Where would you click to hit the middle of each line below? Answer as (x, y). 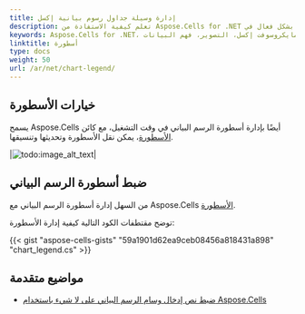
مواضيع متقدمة (46, 278)
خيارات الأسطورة (53, 105)
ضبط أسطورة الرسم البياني (78, 183)
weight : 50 (30, 60)
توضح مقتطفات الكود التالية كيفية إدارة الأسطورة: (92, 222)
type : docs (30, 52)
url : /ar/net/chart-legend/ (63, 69)
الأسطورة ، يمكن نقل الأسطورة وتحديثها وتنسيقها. (92, 136)
